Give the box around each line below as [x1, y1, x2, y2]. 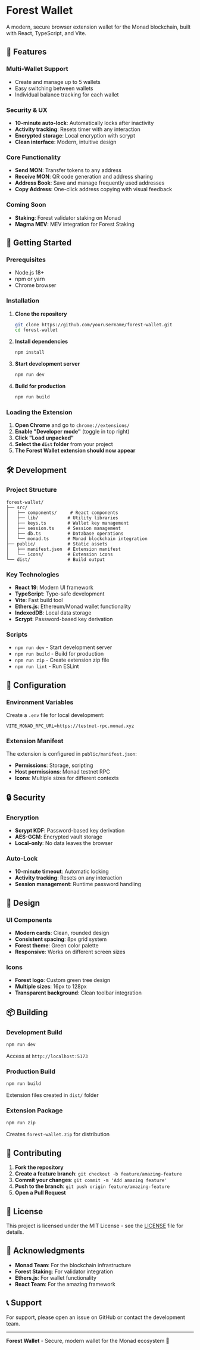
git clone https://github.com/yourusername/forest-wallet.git [14, 322, 173, 328]
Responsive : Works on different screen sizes [14, 948, 126, 956]
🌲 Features [6, 47, 47, 57]
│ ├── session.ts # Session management [6, 525, 121, 531]
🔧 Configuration [6, 680, 67, 690]
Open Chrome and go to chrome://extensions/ [14, 422, 130, 429]
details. [6, 1228, 24, 1236]
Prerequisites [6, 255, 46, 264]
